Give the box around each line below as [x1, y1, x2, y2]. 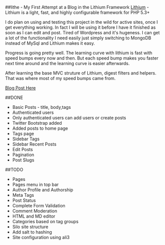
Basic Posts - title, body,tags [12, 104, 71, 110]
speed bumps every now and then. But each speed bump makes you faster [5, 55, 159, 61]
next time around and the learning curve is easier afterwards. [5, 61, 130, 66]
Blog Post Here [5, 85, 36, 91]
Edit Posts [12, 147, 33, 152]
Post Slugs [12, 157, 35, 163]
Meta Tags [12, 192, 34, 198]
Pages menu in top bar [12, 181, 59, 187]
